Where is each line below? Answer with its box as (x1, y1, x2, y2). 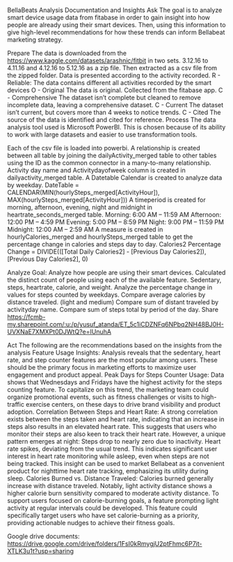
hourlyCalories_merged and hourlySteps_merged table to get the (7, 233, 193, 241)
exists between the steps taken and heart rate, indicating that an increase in (7, 415, 225, 423)
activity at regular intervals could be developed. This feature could (7, 504, 198, 512)
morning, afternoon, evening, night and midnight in (7, 203, 153, 211)
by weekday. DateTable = (7, 181, 80, 189)
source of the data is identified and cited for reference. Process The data (7, 116, 216, 124)
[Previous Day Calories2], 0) (7, 255, 88, 263)
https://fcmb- (7, 313, 46, 321)
